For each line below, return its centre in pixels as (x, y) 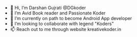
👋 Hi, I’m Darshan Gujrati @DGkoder (48, 8)
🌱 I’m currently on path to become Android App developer (71, 18)
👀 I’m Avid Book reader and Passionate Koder (58, 13)
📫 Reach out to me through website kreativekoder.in (66, 29)
